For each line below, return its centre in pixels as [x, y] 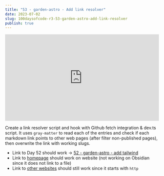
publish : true [20, 23]
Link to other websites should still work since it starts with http [75, 168]
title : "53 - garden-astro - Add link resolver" [55, 10]
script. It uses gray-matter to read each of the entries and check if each [77, 133]
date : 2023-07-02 [23, 14]
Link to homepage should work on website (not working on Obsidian [81, 158]
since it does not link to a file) [42, 163]
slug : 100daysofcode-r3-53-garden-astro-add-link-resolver [66, 19]
